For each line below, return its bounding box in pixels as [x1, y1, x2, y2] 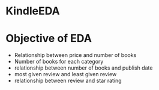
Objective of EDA [5, 32, 92, 46]
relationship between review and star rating [14, 77, 122, 85]
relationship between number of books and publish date [14, 64, 153, 71]
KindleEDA [5, 4, 61, 18]
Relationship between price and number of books [14, 52, 137, 59]
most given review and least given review [14, 71, 117, 78]
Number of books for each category [14, 58, 104, 65]
